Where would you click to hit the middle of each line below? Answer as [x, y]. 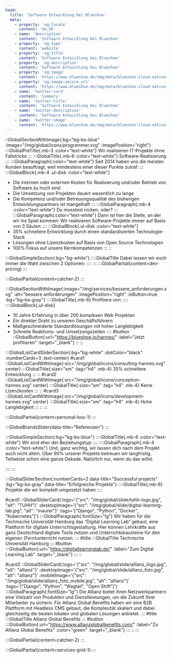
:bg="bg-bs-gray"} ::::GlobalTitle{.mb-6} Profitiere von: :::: [67, 299]
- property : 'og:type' [39, 44]
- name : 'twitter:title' [41, 101]
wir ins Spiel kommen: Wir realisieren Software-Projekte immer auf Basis [89, 220]
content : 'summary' [39, 96]
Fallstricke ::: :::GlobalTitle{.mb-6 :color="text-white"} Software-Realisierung [86, 156]
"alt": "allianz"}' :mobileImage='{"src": [46, 575]
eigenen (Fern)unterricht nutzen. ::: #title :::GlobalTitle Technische [75, 538]
